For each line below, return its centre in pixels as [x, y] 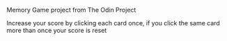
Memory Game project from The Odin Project [71, 10]
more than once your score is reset [57, 30]
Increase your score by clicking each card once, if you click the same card [113, 23]
